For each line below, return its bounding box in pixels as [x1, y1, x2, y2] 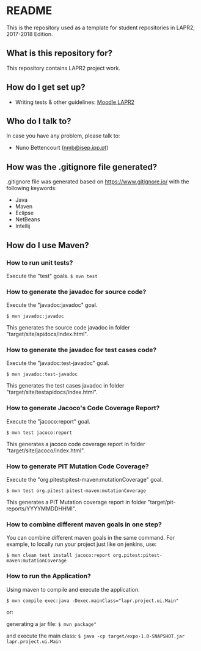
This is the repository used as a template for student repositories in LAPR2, [6, 24, 196, 31]
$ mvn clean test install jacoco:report [6, 553, 111, 559]
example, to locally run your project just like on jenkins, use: [6, 540, 157, 548]
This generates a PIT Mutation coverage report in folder [6, 499, 147, 506]
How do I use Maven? [6, 240, 90, 251]
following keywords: [6, 185, 57, 192]
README [6, 4, 53, 18]
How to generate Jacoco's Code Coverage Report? [6, 404, 160, 413]
